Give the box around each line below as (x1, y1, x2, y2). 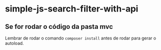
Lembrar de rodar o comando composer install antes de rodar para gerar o (5, 35, 157, 41)
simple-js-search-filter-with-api (5, 3, 139, 14)
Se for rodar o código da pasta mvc (5, 23, 113, 31)
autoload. (5, 40, 24, 46)
